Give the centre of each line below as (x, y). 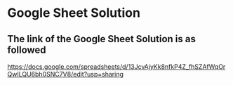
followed (27, 50)
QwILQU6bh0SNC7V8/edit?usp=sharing (66, 74)
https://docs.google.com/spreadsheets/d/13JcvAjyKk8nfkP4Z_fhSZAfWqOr (116, 67)
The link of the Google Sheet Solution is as (102, 39)
